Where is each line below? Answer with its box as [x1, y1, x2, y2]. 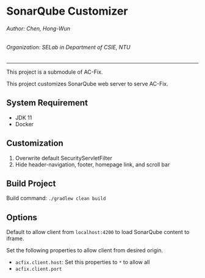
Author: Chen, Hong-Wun [6, 24, 71, 32]
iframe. [6, 235, 24, 242]
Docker [15, 120, 34, 127]
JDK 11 [15, 114, 32, 121]
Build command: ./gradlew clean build [6, 194, 106, 202]
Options [6, 212, 38, 223]
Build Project [6, 179, 56, 189]
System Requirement [6, 98, 88, 108]
